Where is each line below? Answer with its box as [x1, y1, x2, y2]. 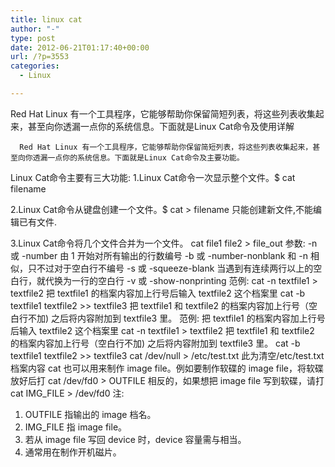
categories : [10, 61, 60, 71]
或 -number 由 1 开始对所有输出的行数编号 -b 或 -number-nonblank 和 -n [10, 249, 308, 261]
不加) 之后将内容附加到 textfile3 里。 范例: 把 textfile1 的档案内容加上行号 [27, 312, 326, 324]
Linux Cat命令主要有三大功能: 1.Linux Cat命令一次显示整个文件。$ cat [10, 171, 296, 183]
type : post [10, 33, 56, 43]
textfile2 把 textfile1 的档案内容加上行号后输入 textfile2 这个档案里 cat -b [10, 287, 306, 299]
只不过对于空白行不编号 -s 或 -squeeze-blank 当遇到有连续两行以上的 [27, 262, 314, 274]
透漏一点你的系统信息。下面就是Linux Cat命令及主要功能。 [32, 152, 245, 163]
